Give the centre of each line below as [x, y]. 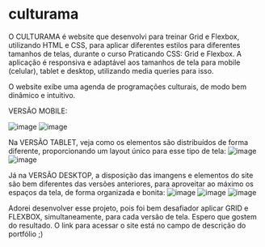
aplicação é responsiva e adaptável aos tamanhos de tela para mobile [124, 62]
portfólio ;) [26, 234]
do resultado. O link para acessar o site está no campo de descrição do [127, 225]
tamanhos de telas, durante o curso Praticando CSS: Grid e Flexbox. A [125, 53]
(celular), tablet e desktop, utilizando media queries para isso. [111, 70]
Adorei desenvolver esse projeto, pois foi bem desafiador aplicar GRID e [128, 208]
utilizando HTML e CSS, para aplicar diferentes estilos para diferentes [124, 45]
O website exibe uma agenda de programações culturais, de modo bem [128, 87]
